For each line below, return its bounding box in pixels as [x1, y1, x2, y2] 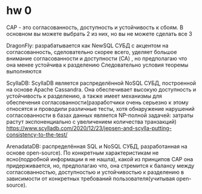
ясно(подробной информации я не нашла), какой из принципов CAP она [6, 155, 194, 162]
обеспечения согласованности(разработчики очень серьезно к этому [6, 98, 189, 106]
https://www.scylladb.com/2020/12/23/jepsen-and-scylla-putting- [6, 124, 172, 132]
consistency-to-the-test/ [6, 131, 68, 138]
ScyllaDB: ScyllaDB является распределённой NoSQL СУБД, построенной [6, 79, 197, 87]
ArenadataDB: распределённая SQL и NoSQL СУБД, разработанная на [6, 142, 187, 150]
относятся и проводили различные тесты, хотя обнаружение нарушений [6, 105, 195, 112]
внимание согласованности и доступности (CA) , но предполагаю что [6, 55, 187, 62]
